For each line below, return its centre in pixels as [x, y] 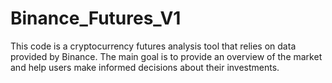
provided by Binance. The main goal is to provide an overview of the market [166, 56]
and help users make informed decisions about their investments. [145, 67]
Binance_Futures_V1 [96, 18]
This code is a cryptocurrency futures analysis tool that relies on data [153, 46]
